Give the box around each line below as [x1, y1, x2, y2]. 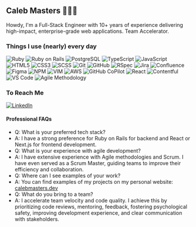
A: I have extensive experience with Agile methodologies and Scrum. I [14, 153, 184, 160]
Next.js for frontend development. [14, 141, 97, 148]
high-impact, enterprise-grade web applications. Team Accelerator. [6, 27, 169, 35]
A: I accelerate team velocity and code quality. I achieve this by [14, 197, 167, 204]
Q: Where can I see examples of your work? [14, 172, 121, 179]
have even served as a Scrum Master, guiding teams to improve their [14, 159, 181, 167]
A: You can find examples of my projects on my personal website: [14, 178, 173, 185]
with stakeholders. [14, 215, 60, 222]
